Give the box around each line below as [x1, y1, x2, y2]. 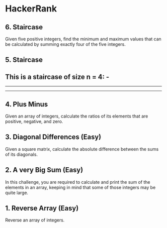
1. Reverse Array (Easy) [5, 204, 79, 213]
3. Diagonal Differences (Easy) [5, 133, 101, 141]
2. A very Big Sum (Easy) [5, 166, 83, 174]
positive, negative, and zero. [5, 118, 63, 124]
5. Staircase [5, 56, 43, 64]
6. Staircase [5, 23, 43, 31]
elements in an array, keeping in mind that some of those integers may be [5, 184, 156, 190]
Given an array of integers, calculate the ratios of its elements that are [5, 113, 148, 119]
